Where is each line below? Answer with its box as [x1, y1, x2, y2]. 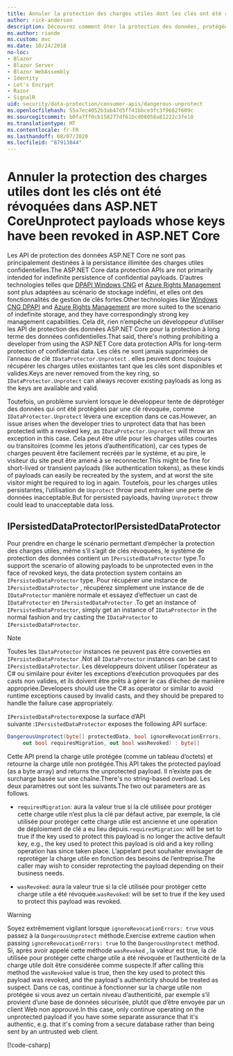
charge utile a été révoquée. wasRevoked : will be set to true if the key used [17, 889, 225, 898]
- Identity [7, 74, 39, 82]
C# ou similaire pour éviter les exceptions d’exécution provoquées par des [7, 669, 219, 678]
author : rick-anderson [7, 17, 73, 24]
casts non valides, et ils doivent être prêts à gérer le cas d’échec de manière [7, 676, 225, 685]
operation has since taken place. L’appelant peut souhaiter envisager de [17, 846, 223, 855]
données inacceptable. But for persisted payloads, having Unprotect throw [7, 494, 218, 502]
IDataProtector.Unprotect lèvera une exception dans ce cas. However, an [7, 412, 217, 421]
